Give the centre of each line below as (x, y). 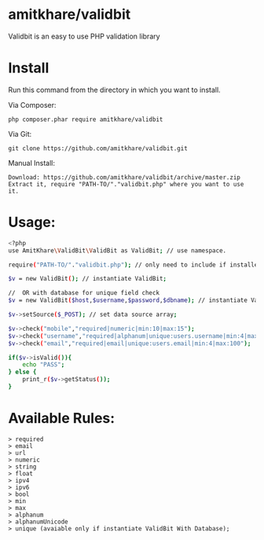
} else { (22, 372)
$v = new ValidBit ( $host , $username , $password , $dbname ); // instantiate (128, 300)
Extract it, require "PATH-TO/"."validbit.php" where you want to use (126, 184)
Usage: (32, 222)
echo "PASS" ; (44, 365)
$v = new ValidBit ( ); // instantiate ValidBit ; (88, 279)
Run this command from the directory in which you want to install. (115, 90)
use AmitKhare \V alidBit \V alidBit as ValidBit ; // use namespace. (117, 250)
